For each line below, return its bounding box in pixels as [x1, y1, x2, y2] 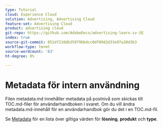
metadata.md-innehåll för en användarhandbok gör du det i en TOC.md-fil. [5, 107, 159, 113]
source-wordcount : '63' [5, 49, 55, 54]
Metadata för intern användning [5, 79, 140, 91]
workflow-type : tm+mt [5, 44, 50, 49]
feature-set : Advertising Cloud [5, 21, 72, 26]
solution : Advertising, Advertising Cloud [5, 16, 95, 21]
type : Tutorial [5, 7, 37, 12]
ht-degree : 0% [5, 53, 35, 59]
